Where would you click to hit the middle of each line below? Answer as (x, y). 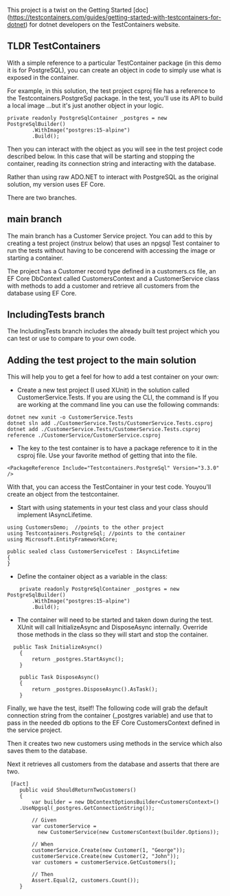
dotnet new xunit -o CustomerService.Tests (70, 417)
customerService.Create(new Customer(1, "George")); (109, 851)
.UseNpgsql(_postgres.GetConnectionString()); (87, 809)
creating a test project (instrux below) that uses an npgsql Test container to (114, 243)
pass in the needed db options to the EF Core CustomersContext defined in (114, 723)
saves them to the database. (47, 751)
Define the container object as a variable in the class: (92, 576)
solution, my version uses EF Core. (56, 184)
